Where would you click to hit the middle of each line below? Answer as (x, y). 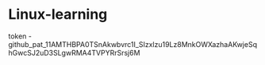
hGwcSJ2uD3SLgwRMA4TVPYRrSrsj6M (74, 52)
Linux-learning (58, 14)
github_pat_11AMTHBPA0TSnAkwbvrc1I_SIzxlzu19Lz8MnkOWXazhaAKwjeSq (133, 44)
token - (20, 36)
